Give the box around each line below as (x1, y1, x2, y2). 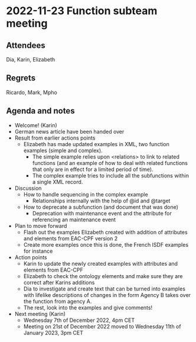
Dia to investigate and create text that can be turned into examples (23, 285, 186, 292)
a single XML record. (32, 178, 83, 185)
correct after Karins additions (23, 279, 95, 286)
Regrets (6, 73, 36, 83)
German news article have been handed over (14, 128, 125, 135)
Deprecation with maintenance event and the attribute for (32, 209, 172, 217)
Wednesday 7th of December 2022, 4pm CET (23, 317, 135, 324)
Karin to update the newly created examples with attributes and (23, 260, 178, 267)
